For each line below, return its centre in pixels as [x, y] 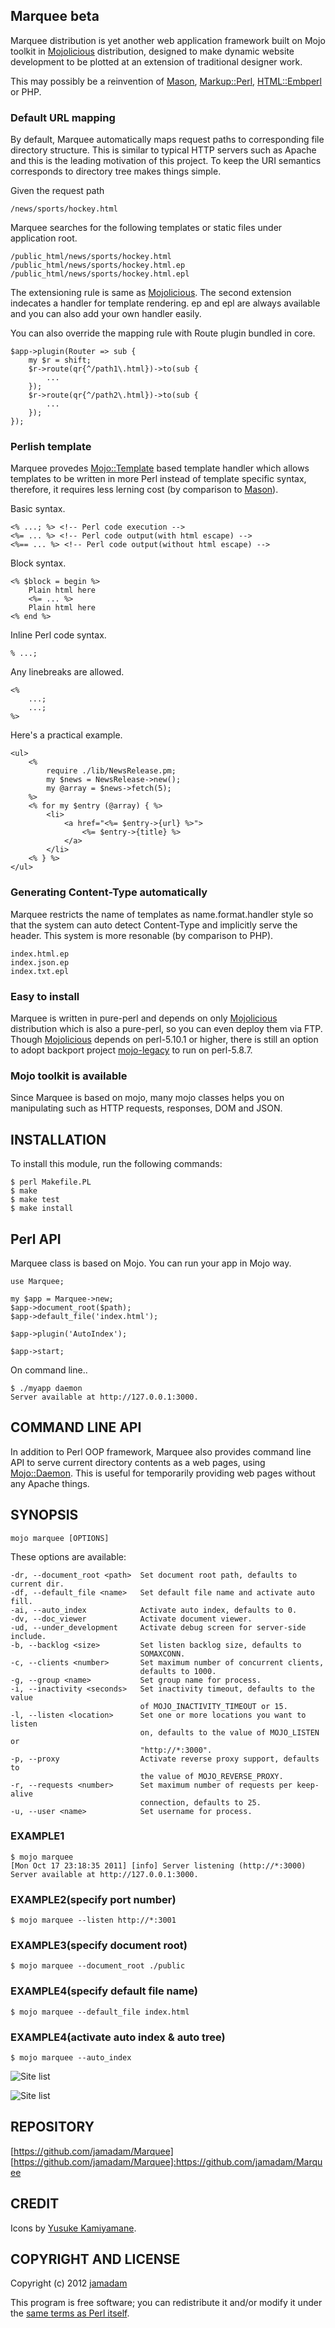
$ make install [42, 1209]
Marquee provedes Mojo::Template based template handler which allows [160, 468]
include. [28, 1636]
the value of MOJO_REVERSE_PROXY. [211, 1776]
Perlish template [51, 447]
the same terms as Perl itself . [70, 2313]
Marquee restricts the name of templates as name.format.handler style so [162, 914]
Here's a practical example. [66, 735]
